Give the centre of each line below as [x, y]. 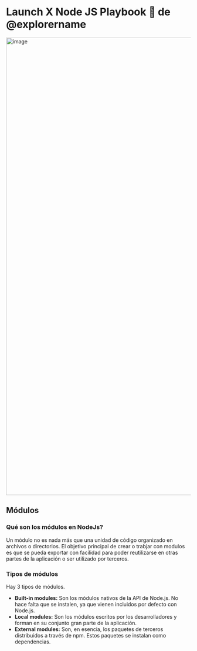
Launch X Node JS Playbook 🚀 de [89, 12]
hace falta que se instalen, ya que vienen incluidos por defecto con [96, 604]
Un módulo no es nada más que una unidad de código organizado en [89, 540]
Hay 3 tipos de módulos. [36, 586]
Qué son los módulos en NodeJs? [55, 527]
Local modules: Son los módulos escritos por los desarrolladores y [96, 616]
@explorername [46, 24]
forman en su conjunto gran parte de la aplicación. [75, 623]
